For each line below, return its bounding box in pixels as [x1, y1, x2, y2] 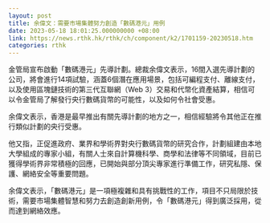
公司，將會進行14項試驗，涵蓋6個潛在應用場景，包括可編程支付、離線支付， [8, 75, 260, 84]
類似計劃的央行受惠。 [14, 122, 86, 132]
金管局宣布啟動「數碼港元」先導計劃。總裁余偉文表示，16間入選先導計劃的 [8, 65, 256, 75]
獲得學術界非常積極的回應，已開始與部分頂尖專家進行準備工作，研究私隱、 [8, 159, 255, 168]
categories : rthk [8, 42, 67, 50]
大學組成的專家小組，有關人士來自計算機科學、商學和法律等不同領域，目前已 [8, 149, 262, 159]
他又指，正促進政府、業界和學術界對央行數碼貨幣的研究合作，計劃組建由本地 [8, 139, 262, 148]
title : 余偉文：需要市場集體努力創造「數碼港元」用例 [8, 19, 166, 27]
